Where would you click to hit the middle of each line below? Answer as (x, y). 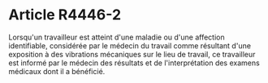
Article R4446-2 (65, 15)
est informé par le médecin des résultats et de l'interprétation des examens (134, 63)
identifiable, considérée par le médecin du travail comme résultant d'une (130, 45)
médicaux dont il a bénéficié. (57, 71)
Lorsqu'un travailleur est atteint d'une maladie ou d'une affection (117, 37)
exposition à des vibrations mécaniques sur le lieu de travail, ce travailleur (132, 54)
